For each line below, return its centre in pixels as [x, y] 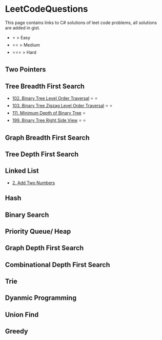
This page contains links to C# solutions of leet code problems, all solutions [81, 23]
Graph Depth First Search [44, 248]
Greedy [17, 331]
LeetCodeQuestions [47, 9]
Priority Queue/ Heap [38, 231]
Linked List [22, 171]
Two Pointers [26, 70]
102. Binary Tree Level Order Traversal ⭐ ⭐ [55, 98]
